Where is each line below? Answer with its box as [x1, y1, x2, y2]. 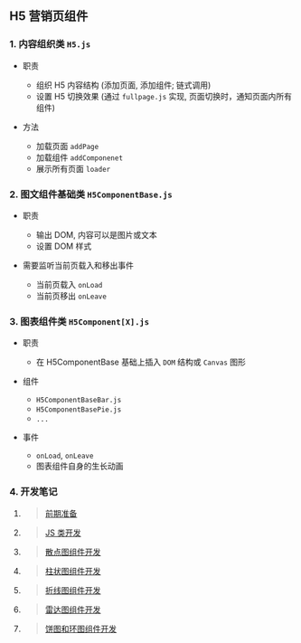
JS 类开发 [44, 527, 81, 538]
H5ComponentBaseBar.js [35, 396, 122, 405]
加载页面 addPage [35, 140, 99, 151]
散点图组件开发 [44, 546, 101, 557]
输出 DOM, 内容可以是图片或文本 [35, 229, 157, 240]
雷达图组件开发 [44, 604, 101, 615]
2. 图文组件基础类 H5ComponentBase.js [9, 188, 174, 201]
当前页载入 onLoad [35, 279, 103, 289]
